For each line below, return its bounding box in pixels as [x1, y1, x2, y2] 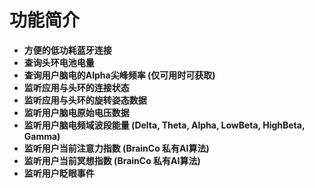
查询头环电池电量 [23, 56, 95, 68]
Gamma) [23, 130, 61, 142]
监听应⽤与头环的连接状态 [23, 81, 130, 93]
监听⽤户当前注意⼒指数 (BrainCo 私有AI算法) [23, 142, 210, 154]
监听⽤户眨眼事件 [23, 167, 95, 179]
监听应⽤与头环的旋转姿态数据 [23, 94, 147, 106]
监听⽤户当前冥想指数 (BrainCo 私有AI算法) [23, 154, 201, 166]
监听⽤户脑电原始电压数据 [23, 106, 130, 118]
